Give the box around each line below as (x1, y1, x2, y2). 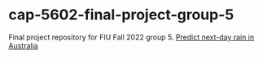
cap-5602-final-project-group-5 (8, 6, 235, 24)
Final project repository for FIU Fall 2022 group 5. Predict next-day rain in (8, 32, 255, 42)
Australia (8, 40, 38, 50)
